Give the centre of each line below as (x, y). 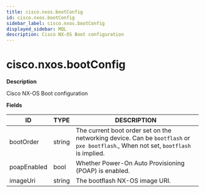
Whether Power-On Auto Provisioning (130, 163)
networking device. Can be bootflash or (133, 138)
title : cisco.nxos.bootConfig (45, 12)
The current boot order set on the (124, 130)
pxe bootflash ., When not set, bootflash (133, 146)
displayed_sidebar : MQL (37, 29)
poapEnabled (28, 167)
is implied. (90, 153)
